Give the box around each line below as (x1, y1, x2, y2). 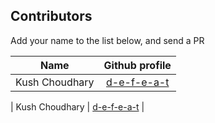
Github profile (103, 58, 172, 72)
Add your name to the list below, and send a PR (10, 34, 205, 46)
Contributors (10, 8, 93, 25)
